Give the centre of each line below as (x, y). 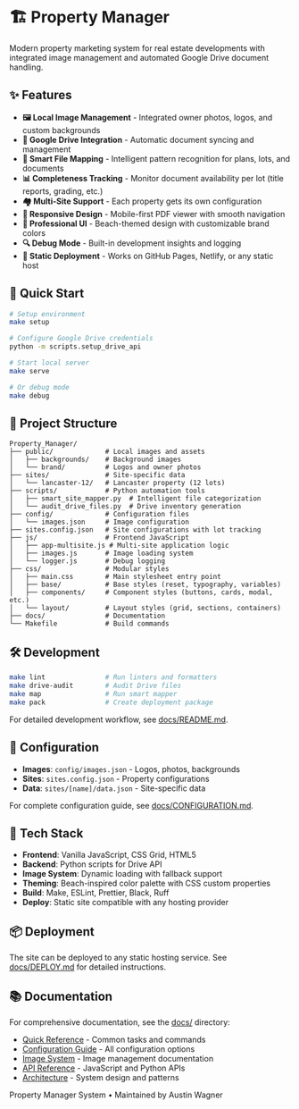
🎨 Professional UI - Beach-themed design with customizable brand (145, 223)
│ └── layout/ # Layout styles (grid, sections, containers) (145, 609)
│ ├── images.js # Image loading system (101, 554)
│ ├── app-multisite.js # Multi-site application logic (119, 546)
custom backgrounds (61, 130)
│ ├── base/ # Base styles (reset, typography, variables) (145, 585)
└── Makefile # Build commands (89, 624)
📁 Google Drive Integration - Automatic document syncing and (138, 139)
